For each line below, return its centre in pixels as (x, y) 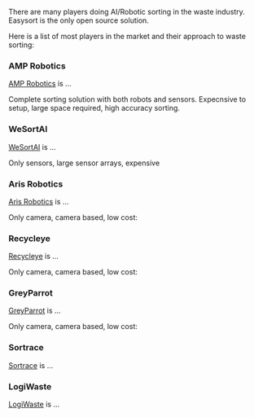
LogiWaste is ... (34, 404)
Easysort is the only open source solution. (79, 20)
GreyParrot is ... (35, 311)
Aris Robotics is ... (39, 201)
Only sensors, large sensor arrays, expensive (84, 163)
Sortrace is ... (31, 365)
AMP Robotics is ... (40, 84)
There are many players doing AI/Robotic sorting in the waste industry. (127, 12)
